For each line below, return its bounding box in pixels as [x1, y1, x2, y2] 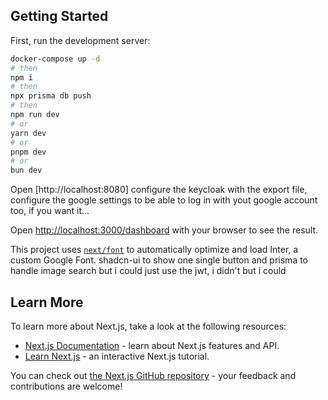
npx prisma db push [10, 91, 92, 101]
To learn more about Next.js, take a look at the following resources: [10, 320, 287, 332]
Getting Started [10, 8, 109, 25]
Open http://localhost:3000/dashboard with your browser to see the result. [10, 224, 319, 236]
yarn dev [10, 128, 47, 138]
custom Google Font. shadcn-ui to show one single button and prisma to [10, 254, 309, 266]
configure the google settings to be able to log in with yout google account [10, 194, 318, 206]
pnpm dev [10, 147, 47, 157]
